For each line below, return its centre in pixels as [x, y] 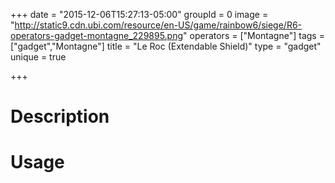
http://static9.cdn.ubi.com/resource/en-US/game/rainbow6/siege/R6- [158, 25]
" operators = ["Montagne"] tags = [254, 35]
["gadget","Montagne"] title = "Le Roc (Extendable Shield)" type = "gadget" [166, 46]
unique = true [38, 57]
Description [60, 116]
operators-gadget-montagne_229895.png [97, 35]
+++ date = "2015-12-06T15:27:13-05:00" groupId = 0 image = [139, 14]
